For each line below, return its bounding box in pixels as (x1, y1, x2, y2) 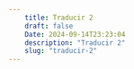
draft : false (24, 22, 74, 30)
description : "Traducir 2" (24, 38, 126, 47)
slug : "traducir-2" (24, 47, 98, 56)
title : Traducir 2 (24, 13, 94, 22)
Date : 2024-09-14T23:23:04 (24, 30, 126, 39)
